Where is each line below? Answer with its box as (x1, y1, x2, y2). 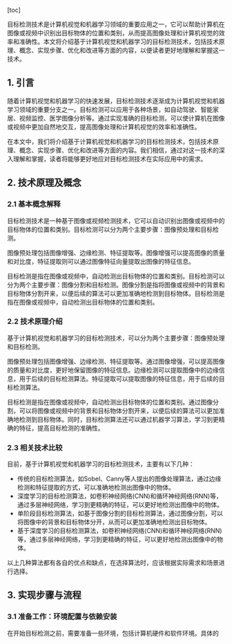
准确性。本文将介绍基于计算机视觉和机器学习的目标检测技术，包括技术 (19, 37, 219, 46)
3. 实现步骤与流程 (7, 589, 81, 601)
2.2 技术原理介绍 (7, 316, 64, 326)
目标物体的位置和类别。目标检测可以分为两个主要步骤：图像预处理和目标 (7, 225, 213, 233)
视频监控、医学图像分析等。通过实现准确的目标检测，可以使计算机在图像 (19, 114, 225, 122)
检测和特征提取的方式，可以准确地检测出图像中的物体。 (17, 483, 175, 492)
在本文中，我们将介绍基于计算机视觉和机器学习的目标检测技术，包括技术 (7, 137, 213, 145)
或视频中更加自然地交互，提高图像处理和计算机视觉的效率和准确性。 (7, 123, 201, 131)
